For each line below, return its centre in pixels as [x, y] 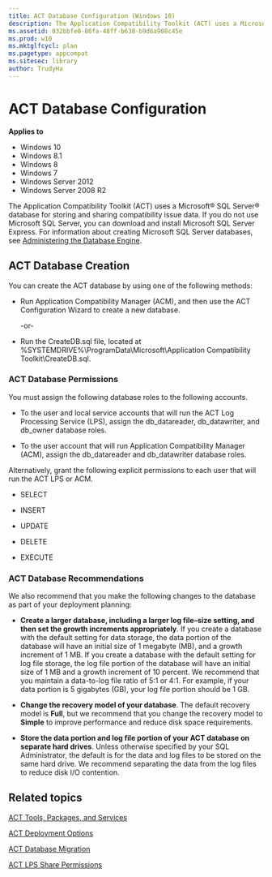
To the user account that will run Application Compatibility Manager [132, 445]
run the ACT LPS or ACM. [51, 479]
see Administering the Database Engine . [75, 240]
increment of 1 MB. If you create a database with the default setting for [138, 655]
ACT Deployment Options [51, 833]
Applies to [26, 131]
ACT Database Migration [49, 849]
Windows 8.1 [41, 156]
